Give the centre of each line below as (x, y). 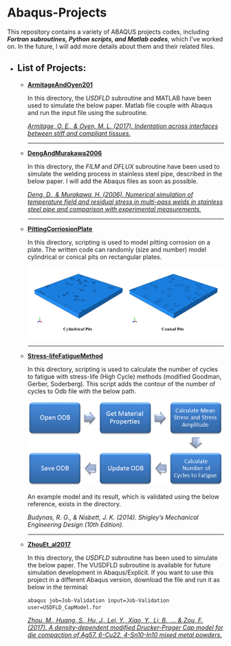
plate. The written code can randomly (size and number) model (117, 249)
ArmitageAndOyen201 (60, 85)
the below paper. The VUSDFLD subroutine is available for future (119, 565)
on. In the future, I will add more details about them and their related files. (111, 46)
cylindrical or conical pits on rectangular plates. (95, 257)
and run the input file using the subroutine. (88, 112)
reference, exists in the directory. (74, 504)
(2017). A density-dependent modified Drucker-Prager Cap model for (125, 627)
